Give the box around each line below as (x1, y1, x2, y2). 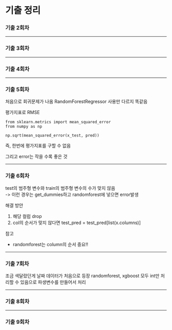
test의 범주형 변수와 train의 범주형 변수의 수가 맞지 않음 (5, 185, 116, 191)
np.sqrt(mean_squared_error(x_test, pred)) (5, 133, 100, 138)
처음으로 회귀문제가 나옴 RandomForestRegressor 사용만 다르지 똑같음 (5, 98, 148, 105)
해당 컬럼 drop (12, 213, 42, 219)
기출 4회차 (5, 65, 30, 72)
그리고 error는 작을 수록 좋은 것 (5, 153, 68, 160)
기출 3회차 (5, 45, 30, 52)
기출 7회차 (5, 260, 29, 267)
